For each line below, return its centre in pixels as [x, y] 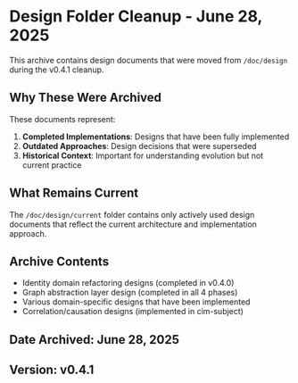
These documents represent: [62, 119]
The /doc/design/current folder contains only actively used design [132, 214]
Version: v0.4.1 [52, 370]
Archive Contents [59, 261]
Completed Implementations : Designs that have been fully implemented [156, 137]
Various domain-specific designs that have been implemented [136, 302]
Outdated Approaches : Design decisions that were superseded [139, 146]
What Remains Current [74, 193]
